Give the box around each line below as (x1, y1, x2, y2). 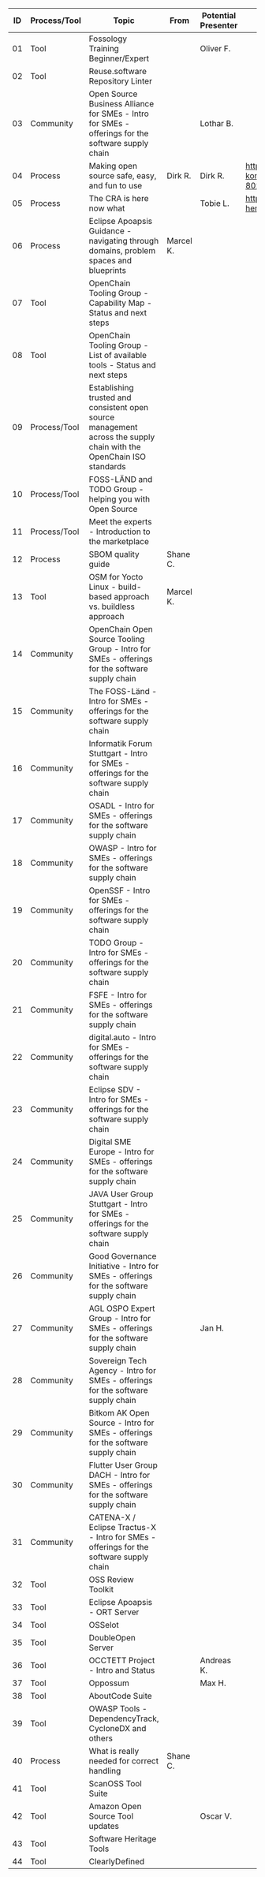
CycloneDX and (88, 1723, 147, 1733)
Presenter (200, 20, 238, 31)
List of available (88, 350, 147, 360)
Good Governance (88, 1251, 157, 1261)
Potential (201, 10, 237, 21)
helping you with (88, 494, 151, 504)
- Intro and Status (88, 1665, 155, 1675)
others (88, 1733, 113, 1744)
